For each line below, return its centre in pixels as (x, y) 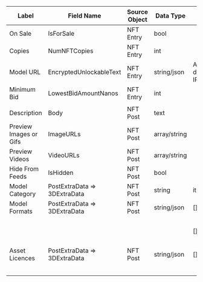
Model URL (25, 72)
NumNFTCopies (71, 51)
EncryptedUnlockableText (85, 72)
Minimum (23, 89)
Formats (21, 211)
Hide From (24, 169)
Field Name (85, 16)
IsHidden (61, 173)
